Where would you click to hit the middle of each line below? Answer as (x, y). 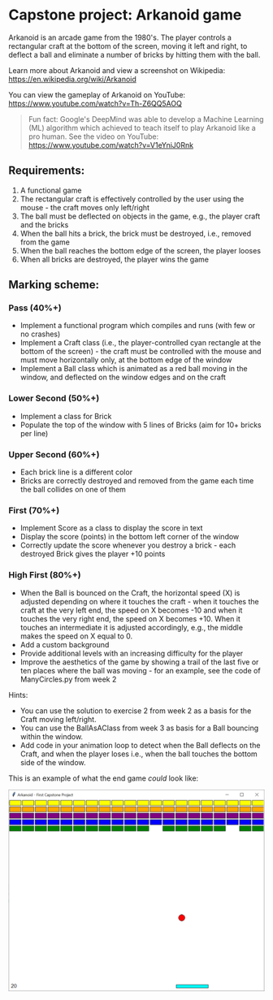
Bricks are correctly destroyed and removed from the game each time (137, 481)
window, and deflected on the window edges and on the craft (123, 377)
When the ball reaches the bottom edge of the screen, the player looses (141, 250)
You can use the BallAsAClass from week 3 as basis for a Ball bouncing (139, 728)
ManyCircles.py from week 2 (68, 679)
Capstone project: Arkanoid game (125, 15)
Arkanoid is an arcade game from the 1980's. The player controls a (120, 37)
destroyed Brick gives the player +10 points (93, 554)
